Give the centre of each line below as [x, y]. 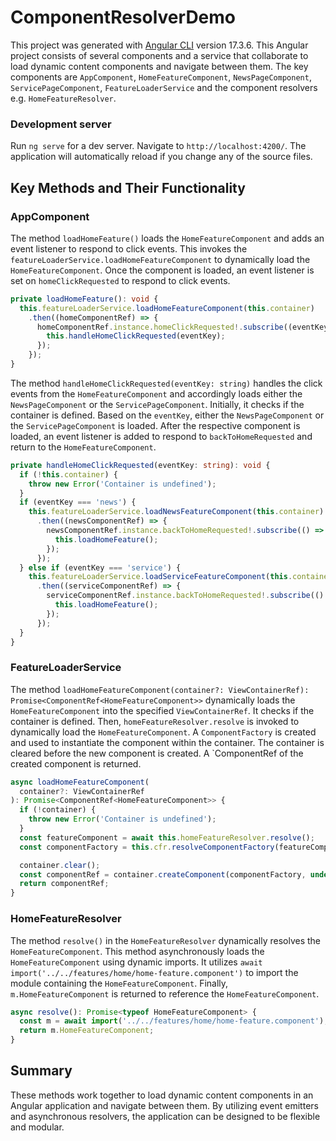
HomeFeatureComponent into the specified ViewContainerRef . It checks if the [162, 710]
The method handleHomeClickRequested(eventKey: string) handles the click [166, 383]
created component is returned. [76, 763]
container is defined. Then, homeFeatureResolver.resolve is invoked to [155, 721]
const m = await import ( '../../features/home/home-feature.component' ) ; [174, 1021]
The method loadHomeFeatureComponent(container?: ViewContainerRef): [160, 689]
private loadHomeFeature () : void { [84, 299]
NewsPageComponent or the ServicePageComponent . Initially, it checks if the [157, 404]
